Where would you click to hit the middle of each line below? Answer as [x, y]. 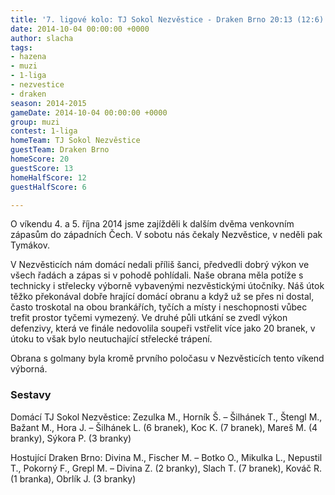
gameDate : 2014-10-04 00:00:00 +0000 [89, 112]
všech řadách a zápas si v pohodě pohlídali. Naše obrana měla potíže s [157, 275]
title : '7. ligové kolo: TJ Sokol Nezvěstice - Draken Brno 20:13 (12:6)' [169, 19]
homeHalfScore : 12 [48, 177]
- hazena [28, 57]
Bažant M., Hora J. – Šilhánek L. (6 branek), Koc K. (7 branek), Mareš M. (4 [164, 427]
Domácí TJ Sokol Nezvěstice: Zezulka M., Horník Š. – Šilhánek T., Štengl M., [166, 417]
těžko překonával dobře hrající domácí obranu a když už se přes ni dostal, [162, 297]
